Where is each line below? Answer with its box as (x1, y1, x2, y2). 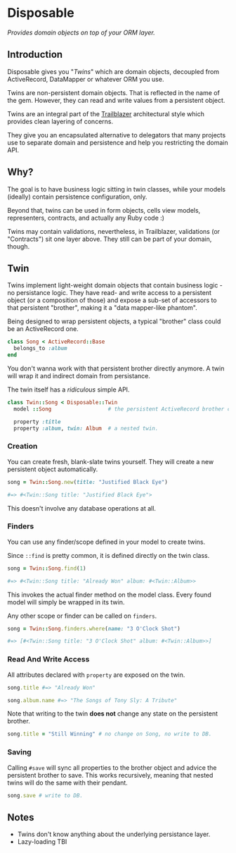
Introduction (7, 49, 63, 61)
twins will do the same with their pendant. (7, 778, 128, 787)
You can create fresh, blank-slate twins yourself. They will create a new (7, 457, 214, 466)
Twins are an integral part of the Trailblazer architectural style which (7, 109, 205, 118)
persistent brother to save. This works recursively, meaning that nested (7, 771, 214, 779)
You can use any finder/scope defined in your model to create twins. (7, 537, 206, 546)
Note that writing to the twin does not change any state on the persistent (7, 709, 218, 718)
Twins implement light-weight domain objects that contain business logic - (7, 281, 223, 289)
